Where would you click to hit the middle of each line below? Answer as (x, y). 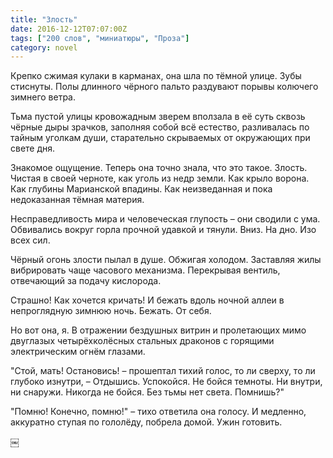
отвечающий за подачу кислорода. (86, 281)
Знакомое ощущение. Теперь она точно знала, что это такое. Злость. (159, 168)
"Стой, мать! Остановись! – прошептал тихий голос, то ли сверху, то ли (163, 371)
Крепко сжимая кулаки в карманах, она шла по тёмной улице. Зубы (156, 76)
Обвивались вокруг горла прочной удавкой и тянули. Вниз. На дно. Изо (163, 230)
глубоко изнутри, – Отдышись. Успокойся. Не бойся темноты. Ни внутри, (166, 382)
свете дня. (33, 148)
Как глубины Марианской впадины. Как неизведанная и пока (141, 189)
